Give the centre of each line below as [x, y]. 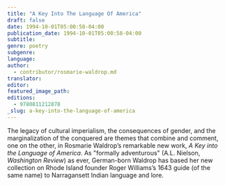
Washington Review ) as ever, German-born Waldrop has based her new [110, 160]
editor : [18, 85]
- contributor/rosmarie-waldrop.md [65, 72]
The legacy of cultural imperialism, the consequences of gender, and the [111, 130]
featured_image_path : [39, 91]
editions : [22, 98]
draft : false [26, 20]
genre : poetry [28, 46]
